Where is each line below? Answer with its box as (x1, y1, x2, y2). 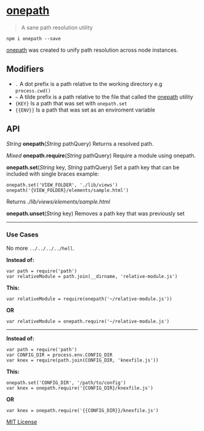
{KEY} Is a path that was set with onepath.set (15, 99, 127, 107)
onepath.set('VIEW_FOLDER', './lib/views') (6, 182, 118, 188)
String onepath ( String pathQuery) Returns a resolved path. (6, 140, 154, 147)
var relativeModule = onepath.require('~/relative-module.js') (6, 318, 170, 324)
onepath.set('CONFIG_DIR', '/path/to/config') (6, 379, 126, 386)
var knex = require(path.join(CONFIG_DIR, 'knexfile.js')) (6, 357, 159, 363)
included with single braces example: (6, 170, 100, 177)
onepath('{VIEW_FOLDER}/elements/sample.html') (6, 187, 129, 193)
